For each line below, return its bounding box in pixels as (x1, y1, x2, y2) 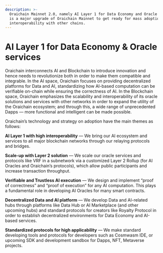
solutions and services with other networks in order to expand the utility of (5, 99, 154, 105)
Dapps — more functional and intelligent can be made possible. (5, 109, 132, 115)
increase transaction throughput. (5, 168, 71, 174)
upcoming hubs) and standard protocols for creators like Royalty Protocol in (5, 207, 157, 213)
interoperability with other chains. (9, 20, 86, 26)
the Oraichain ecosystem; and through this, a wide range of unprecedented (5, 104, 156, 110)
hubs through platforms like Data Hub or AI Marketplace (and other (5, 202, 139, 208)
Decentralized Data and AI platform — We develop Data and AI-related (5, 197, 148, 203)
